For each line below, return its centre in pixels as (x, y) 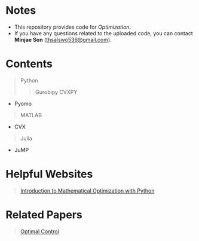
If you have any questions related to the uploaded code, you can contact (104, 33)
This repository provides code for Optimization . (73, 27)
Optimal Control (39, 231)
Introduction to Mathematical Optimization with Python (87, 190)
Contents (29, 64)
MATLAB (31, 115)
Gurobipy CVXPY (56, 92)
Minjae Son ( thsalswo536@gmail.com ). (63, 39)
